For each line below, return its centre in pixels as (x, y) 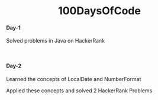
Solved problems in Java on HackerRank (56, 41)
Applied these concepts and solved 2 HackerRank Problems (79, 91)
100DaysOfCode (99, 11)
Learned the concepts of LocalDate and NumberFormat (74, 79)
